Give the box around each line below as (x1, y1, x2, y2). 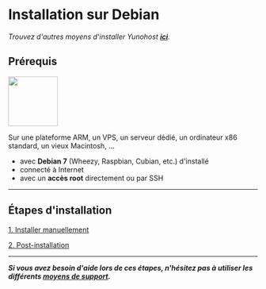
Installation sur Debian (8, 6, 160, 24)
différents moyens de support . (8, 272, 111, 281)
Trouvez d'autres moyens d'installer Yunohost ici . (8, 32, 170, 41)
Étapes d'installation (8, 204, 112, 218)
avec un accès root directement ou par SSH (19, 173, 164, 183)
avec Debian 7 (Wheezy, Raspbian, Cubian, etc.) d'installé (19, 156, 210, 166)
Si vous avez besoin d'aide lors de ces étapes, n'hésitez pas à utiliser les (8, 263, 253, 272)
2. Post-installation (8, 240, 70, 249)
